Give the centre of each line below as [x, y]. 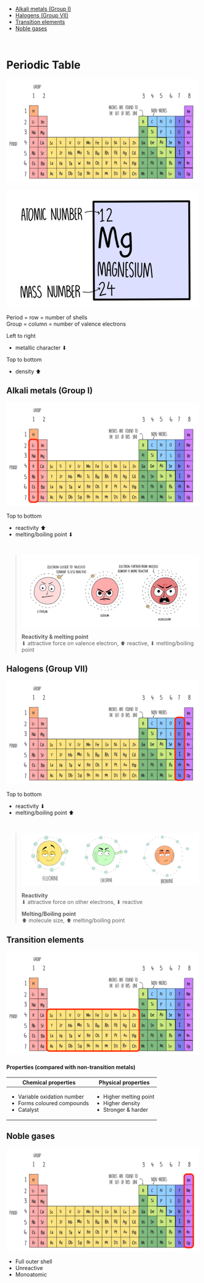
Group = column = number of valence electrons [66, 324]
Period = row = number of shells [47, 317]
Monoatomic [31, 1274]
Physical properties [124, 1082]
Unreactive [29, 1268]
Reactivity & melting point [55, 637]
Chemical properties [49, 1082]
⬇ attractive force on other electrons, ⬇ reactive [82, 902]
